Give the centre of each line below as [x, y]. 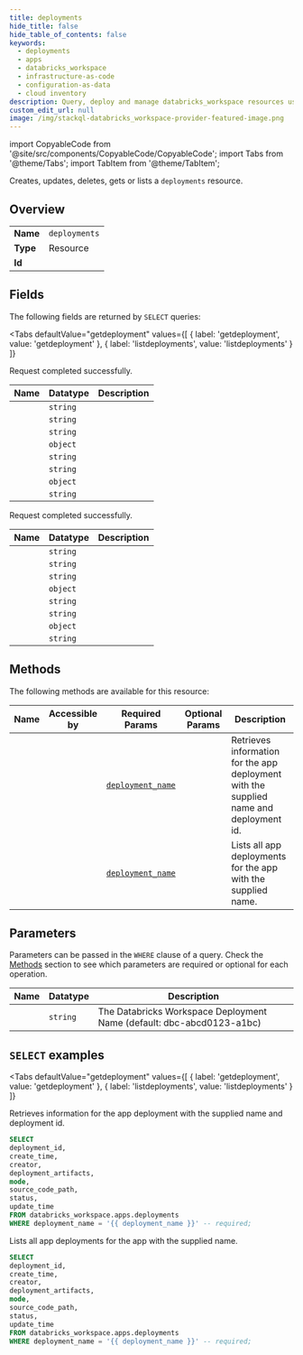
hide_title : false [44, 26]
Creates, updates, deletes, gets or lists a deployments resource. [126, 181]
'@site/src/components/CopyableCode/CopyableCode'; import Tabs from [147, 153]
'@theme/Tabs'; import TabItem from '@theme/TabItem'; [115, 163]
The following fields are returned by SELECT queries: [105, 316]
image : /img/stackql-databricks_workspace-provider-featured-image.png [147, 118]
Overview [37, 209]
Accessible [73, 713]
